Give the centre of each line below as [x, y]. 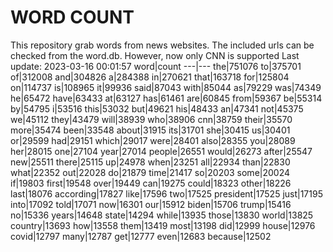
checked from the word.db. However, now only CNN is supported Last [155, 55]
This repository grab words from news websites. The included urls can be [162, 45]
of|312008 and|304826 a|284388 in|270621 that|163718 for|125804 [150, 77]
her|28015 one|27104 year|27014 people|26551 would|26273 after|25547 [161, 151]
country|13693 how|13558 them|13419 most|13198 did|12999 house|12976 [163, 225]
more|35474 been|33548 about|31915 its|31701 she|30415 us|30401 [150, 130]
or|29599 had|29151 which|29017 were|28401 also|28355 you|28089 [153, 140]
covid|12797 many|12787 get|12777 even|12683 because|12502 [141, 236]
